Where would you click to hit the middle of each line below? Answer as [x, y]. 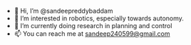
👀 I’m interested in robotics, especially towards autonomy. [99, 18]
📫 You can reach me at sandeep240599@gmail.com [92, 34]
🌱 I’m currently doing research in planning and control [93, 26]
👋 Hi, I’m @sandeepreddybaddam [63, 11]
